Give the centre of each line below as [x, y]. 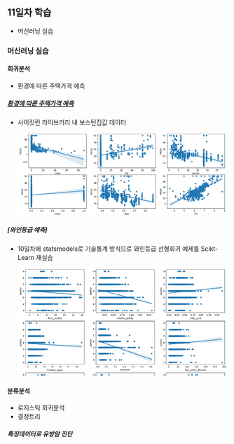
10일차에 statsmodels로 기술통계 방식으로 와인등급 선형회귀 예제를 [108, 249]
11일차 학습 [29, 13]
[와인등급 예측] [27, 230]
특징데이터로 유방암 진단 [40, 433]
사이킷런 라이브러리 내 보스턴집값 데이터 [72, 122]
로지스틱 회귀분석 [41, 408]
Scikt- [209, 249]
